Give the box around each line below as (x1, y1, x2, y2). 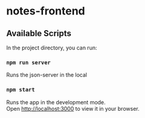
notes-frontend (6, 4, 86, 18)
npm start (6, 86, 35, 93)
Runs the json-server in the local (6, 71, 88, 79)
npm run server (6, 59, 51, 66)
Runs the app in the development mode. (6, 98, 106, 106)
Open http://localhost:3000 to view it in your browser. (6, 105, 140, 112)
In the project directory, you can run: (6, 44, 97, 51)
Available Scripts (6, 28, 71, 39)
